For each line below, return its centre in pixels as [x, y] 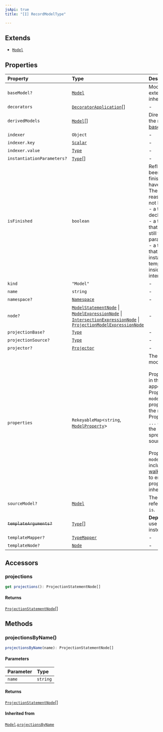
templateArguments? [30, 524]
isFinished [20, 221]
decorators [20, 107]
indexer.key [21, 143]
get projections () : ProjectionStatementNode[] [53, 587]
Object [80, 135]
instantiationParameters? [37, 159]
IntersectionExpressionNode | [106, 320]
